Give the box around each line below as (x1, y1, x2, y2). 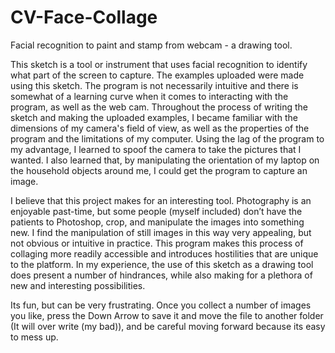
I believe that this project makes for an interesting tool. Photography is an (10, 194, 312, 206)
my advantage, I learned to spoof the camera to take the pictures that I (10, 143, 302, 155)
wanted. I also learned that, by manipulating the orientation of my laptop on (10, 154, 320, 166)
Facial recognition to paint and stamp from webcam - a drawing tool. (10, 39, 293, 51)
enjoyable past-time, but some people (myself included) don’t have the (10, 205, 303, 217)
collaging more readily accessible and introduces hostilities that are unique (10, 247, 319, 260)
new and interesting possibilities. (10, 279, 146, 291)
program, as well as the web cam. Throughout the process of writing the (10, 101, 308, 113)
